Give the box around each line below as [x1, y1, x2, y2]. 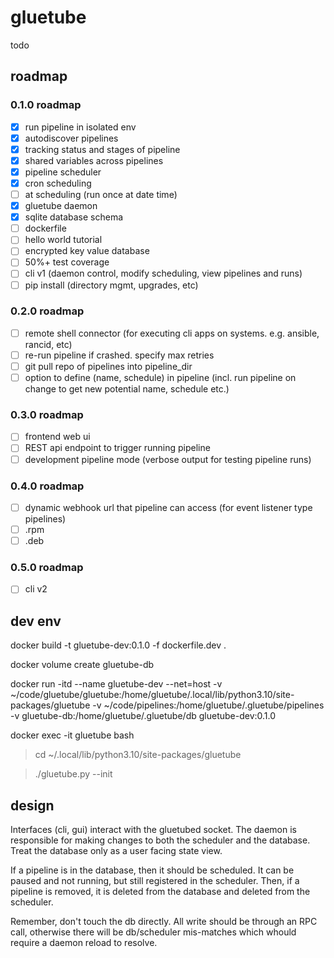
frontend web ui [24, 431, 91, 443]
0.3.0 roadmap [10, 408, 84, 422]
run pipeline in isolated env [24, 121, 137, 133]
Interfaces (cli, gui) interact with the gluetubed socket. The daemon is [10, 824, 297, 836]
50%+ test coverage [24, 256, 110, 268]
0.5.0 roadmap [10, 561, 84, 574]
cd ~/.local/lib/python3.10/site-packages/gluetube [34, 749, 242, 761]
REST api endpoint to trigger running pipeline [24, 442, 211, 454]
